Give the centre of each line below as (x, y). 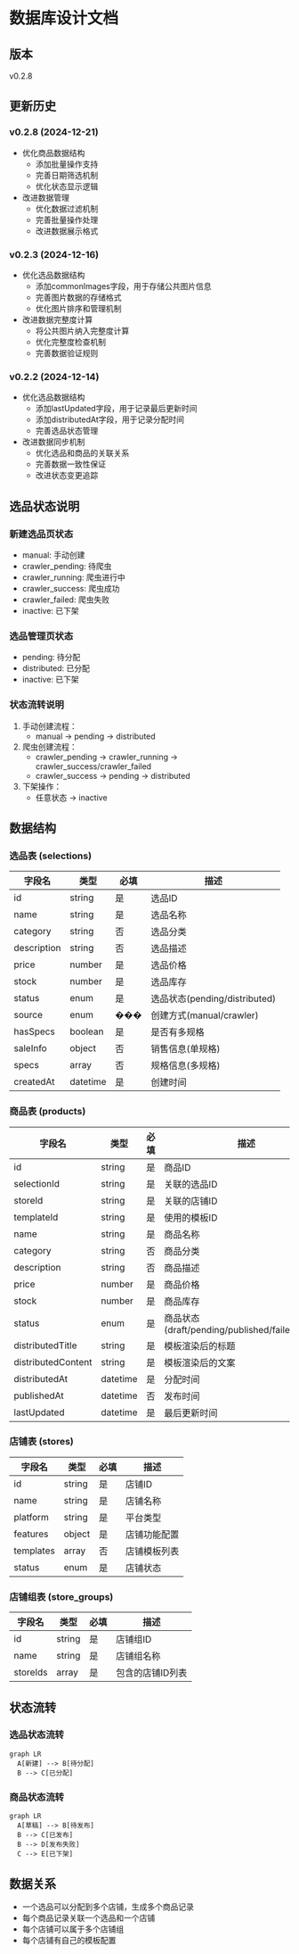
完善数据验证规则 (67, 352)
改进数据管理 (45, 197)
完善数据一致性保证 (71, 464)
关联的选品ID (191, 1184)
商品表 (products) (48, 1112)
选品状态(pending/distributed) (214, 998)
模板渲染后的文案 (200, 1362)
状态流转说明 (37, 705)
